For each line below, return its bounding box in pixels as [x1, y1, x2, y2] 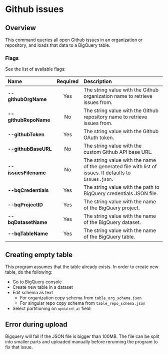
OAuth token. [83, 134, 114, 141]
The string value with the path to [83, 184, 160, 191]
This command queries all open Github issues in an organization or [5, 37, 143, 43]
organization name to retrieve [83, 93, 152, 100]
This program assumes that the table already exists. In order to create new [5, 264, 158, 270]
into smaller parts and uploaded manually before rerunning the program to [5, 338, 158, 344]
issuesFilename [7, 169, 46, 176]
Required [56, 78, 79, 85]
